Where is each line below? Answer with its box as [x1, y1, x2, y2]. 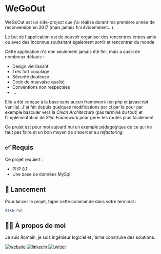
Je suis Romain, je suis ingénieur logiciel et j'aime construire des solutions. [5, 234, 155, 240]
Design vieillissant [12, 63, 49, 69]
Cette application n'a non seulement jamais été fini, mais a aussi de [5, 49, 141, 54]
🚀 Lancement [5, 185, 46, 194]
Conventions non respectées [12, 84, 70, 90]
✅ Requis [5, 143, 34, 152]
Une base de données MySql [12, 171, 71, 177]
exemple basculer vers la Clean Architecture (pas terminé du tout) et [5, 109, 143, 115]
